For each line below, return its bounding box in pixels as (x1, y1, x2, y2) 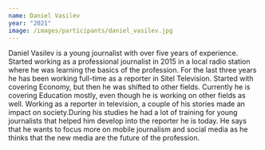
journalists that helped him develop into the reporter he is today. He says (8, 116, 247, 126)
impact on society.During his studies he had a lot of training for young (8, 108, 238, 117)
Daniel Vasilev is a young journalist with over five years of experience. (8, 49, 239, 58)
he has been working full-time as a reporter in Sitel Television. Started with (8, 73, 254, 84)
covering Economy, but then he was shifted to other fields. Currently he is (8, 82, 251, 92)
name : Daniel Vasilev (8, 11, 81, 20)
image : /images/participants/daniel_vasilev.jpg (8, 26, 173, 34)
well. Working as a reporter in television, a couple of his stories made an (8, 99, 246, 109)
